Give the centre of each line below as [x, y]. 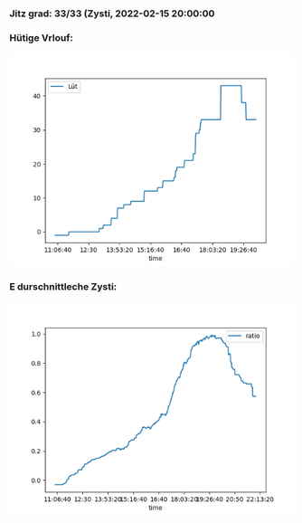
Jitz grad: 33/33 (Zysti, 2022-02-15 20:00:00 [112, 14]
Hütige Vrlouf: [42, 37]
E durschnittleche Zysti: [63, 287]
